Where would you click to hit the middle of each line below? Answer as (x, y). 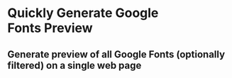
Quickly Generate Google (83, 13)
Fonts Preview (50, 28)
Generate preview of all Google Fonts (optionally (116, 54)
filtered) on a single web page (74, 65)
